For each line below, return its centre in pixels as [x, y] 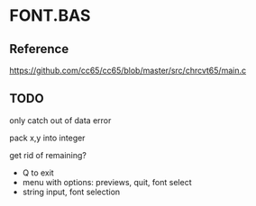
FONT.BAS [50, 16]
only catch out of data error [60, 120]
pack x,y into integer [47, 138]
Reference [39, 49]
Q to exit [38, 173]
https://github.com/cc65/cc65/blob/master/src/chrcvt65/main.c [128, 70]
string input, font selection [71, 192]
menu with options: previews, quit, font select [107, 182]
